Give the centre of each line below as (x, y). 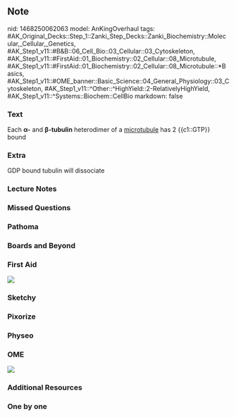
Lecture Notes (32, 189)
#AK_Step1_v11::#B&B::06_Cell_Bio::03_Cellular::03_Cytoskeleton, (101, 51)
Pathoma (23, 227)
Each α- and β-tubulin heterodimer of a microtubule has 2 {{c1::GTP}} (109, 130)
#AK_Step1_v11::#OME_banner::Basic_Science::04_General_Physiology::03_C (118, 81)
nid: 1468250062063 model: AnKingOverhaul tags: (81, 28)
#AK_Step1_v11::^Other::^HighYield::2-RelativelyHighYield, (127, 88)
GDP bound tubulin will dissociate (56, 171)
